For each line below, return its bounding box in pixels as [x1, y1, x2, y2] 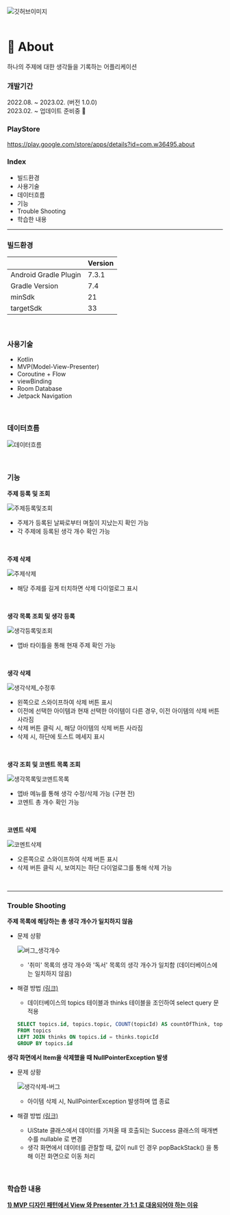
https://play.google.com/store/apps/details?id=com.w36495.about [7, 140, 195, 148]
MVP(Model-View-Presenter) [16, 363, 99, 371]
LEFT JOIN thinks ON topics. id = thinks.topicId [16, 1034, 159, 1041]
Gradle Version [10, 281, 59, 291]
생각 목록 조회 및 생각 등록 [7, 612, 75, 621]
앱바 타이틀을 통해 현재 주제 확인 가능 [16, 641, 116, 649]
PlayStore [7, 124, 40, 134]
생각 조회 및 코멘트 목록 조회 [7, 760, 81, 769]
